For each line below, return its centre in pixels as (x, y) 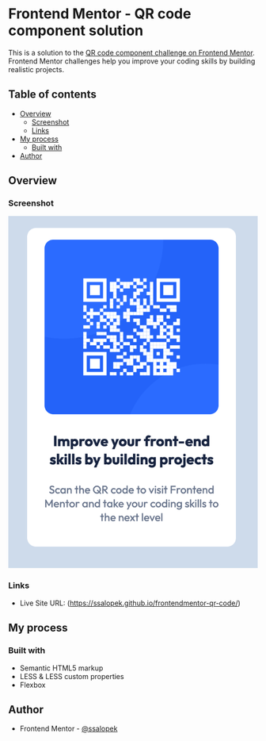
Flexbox (32, 685)
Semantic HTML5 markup (61, 668)
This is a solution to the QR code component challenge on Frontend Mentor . (131, 52)
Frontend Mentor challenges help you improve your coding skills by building (132, 61)
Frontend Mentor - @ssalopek (68, 729)
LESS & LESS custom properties (72, 676)
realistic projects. (36, 69)
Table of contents (52, 95)
